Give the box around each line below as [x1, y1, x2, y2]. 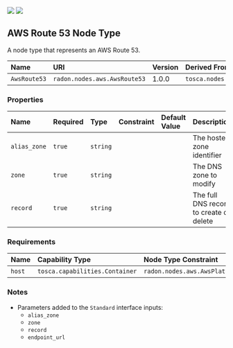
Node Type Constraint [143, 255, 218, 265]
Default [161, 113, 186, 123]
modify [192, 179, 216, 189]
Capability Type [37, 255, 92, 265]
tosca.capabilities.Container [37, 268, 137, 275]
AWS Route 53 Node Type [7, 28, 121, 40]
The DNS [192, 162, 223, 171]
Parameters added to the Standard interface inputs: [17, 303, 164, 311]
